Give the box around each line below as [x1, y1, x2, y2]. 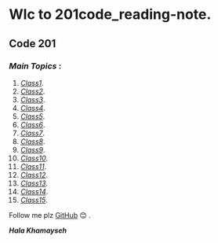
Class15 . [20, 195, 48, 204]
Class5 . [20, 112, 45, 121]
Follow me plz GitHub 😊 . [9, 210, 91, 219]
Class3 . [20, 94, 45, 104]
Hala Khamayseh [9, 226, 67, 235]
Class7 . [20, 128, 45, 138]
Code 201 [9, 37, 56, 50]
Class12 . [20, 170, 49, 179]
